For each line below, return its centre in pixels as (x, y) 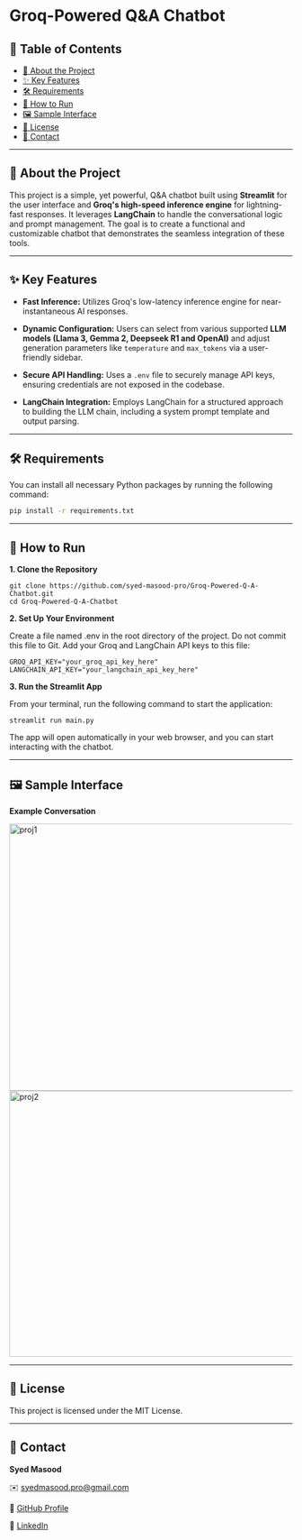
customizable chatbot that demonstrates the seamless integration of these (147, 233)
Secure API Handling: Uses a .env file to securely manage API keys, (149, 374)
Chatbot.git (31, 594)
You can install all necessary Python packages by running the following (141, 485)
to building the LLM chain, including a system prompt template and (146, 411)
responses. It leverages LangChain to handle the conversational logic (154, 214)
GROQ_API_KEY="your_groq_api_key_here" (84, 662)
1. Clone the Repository (53, 570)
